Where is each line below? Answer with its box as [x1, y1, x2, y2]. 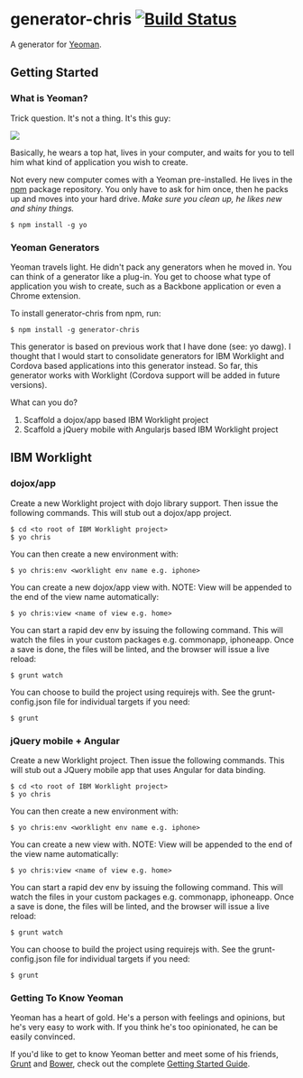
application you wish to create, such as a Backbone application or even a [10, 281, 282, 291]
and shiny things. [10, 203, 75, 214]
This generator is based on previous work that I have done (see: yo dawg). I [10, 341, 291, 352]
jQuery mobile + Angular [10, 734, 120, 747]
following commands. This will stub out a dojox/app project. [10, 507, 233, 518]
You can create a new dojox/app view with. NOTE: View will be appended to [10, 582, 292, 593]
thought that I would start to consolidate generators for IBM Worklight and [10, 350, 285, 361]
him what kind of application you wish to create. [10, 156, 188, 167]
